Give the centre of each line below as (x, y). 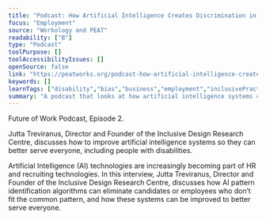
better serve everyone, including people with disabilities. (100, 151)
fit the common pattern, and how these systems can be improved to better (129, 199)
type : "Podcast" (35, 45)
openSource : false (38, 67)
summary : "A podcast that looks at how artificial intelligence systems (131, 96)
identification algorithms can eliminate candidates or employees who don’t (129, 191)
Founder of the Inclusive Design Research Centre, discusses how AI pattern (131, 183)
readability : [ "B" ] (40, 37)
